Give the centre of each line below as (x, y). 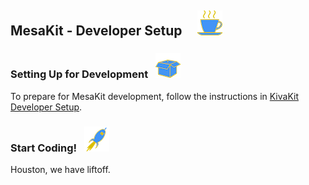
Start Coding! (44, 148)
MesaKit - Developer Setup (96, 31)
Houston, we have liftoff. (60, 169)
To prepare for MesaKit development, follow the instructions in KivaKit (155, 96)
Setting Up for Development (79, 74)
